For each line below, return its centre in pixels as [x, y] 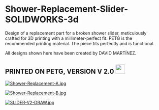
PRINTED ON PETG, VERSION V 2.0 [60, 71]
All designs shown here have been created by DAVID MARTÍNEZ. [71, 53]
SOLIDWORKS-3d [42, 19]
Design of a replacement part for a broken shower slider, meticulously [76, 33]
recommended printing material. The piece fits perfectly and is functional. [80, 43]
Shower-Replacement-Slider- [67, 9]
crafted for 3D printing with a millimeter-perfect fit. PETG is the [69, 38]
